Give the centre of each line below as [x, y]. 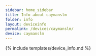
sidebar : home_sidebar [29, 10]
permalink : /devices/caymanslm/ [39, 29]
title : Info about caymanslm [36, 15]
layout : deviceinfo [26, 24]
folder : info [19, 19]
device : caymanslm [25, 34]
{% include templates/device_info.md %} [48, 48]
